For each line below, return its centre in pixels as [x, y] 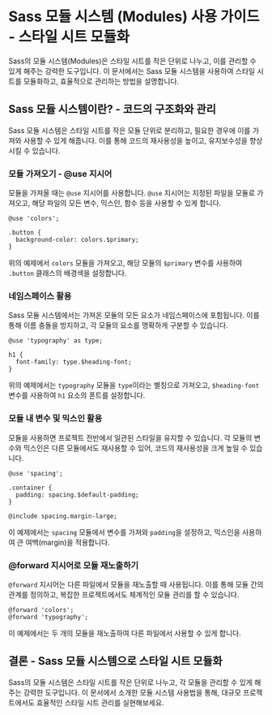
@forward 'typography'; [49, 617]
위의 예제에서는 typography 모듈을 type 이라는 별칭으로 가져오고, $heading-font [134, 385]
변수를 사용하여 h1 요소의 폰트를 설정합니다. [77, 395]
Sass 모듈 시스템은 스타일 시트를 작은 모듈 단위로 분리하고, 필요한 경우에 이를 [130, 130]
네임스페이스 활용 [40, 295]
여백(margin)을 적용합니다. [68, 542]
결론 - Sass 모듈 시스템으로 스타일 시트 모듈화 [115, 661]
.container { [30, 488]
